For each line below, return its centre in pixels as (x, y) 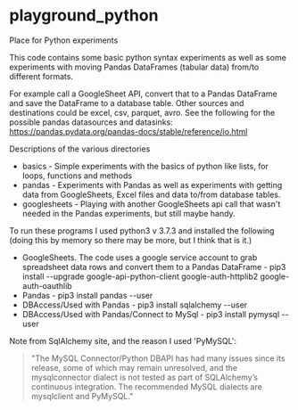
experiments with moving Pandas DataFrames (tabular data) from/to (134, 67)
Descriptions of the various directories (80, 149)
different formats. (41, 76)
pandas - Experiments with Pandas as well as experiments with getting (152, 184)
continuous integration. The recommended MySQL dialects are (147, 386)
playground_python (84, 16)
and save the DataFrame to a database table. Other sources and (127, 102)
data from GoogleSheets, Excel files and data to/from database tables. (151, 194)
